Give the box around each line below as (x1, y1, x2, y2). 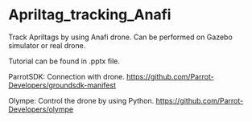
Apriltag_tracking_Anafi (8, 6, 171, 24)
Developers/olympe (8, 104, 74, 114)
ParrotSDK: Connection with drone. (8, 71, 125, 81)
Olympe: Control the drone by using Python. (8, 96, 155, 105)
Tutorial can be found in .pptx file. (8, 56, 121, 66)
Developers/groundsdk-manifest (8, 80, 117, 90)
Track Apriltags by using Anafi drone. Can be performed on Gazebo (8, 32, 233, 42)
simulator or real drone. (8, 40, 86, 50)
